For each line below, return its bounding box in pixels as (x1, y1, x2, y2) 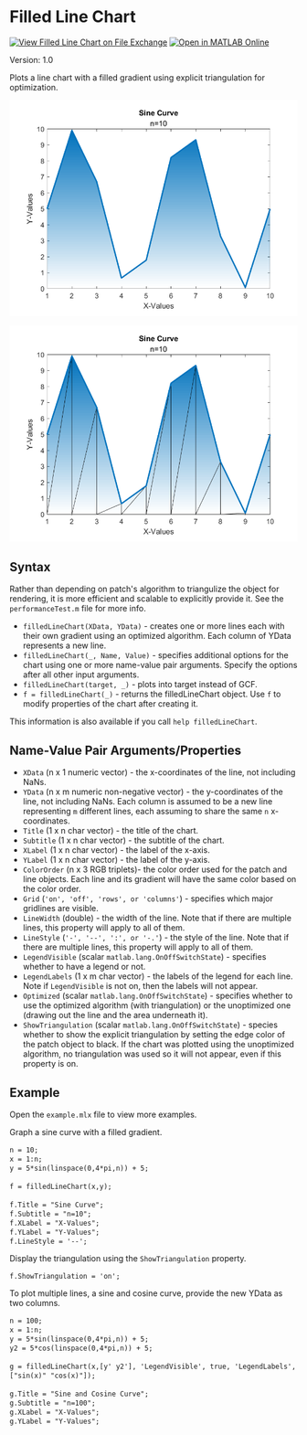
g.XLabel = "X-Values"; (9, 1408, 101, 1418)
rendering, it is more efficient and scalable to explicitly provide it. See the (9, 593, 285, 604)
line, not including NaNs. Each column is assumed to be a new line (22, 796, 273, 807)
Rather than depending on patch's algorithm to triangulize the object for (9, 583, 280, 595)
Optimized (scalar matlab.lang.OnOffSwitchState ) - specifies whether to (22, 990, 293, 1002)
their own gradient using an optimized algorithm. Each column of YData (22, 631, 292, 642)
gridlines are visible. (22, 903, 99, 914)
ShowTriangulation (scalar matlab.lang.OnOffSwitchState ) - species (22, 1019, 279, 1030)
